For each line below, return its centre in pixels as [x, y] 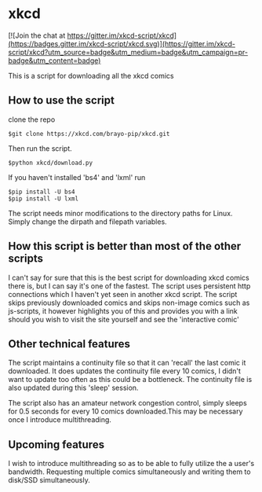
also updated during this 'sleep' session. [73, 388]
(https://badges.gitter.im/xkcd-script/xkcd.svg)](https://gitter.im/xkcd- [122, 43]
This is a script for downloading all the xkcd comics [91, 75]
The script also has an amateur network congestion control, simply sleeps [127, 403]
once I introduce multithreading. [60, 420]
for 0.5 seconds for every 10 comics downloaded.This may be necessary [126, 411]
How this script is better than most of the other [125, 246]
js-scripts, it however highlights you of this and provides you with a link [123, 310]
